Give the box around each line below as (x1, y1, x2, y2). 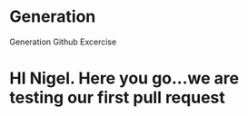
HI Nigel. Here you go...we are (9, 68, 239, 89)
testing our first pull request (9, 88, 225, 108)
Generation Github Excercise (9, 36, 117, 47)
